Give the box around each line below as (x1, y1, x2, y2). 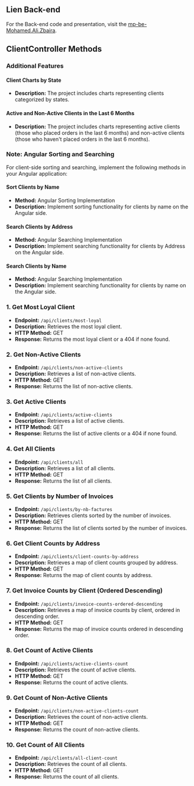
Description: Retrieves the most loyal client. (14, 323, 122, 330)
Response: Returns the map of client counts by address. (14, 572, 153, 579)
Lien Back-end (6, 5, 61, 15)
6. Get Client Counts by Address (6, 539, 101, 547)
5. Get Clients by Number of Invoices (6, 492, 114, 500)
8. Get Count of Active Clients (6, 646, 93, 655)
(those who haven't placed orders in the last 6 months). (14, 135, 150, 142)
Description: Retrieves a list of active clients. (14, 417, 125, 424)
